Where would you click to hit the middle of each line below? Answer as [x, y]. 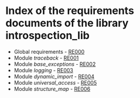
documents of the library [67, 23]
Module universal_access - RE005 [55, 82]
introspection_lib [48, 36]
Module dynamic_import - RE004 [54, 76]
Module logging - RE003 [44, 70]
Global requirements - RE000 [49, 51]
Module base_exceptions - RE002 [55, 64]
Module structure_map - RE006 [52, 89]
